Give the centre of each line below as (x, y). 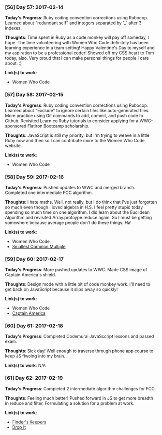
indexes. (13, 28)
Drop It (19, 427)
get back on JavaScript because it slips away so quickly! (61, 290)
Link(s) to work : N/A (25, 366)
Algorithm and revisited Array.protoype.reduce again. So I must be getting (79, 217)
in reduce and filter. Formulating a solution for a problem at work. (70, 403)
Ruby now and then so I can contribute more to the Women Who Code (75, 140)
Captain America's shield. (31, 275)
